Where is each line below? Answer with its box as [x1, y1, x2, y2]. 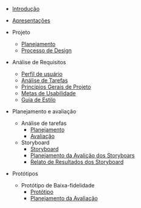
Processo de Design [21, 47, 72, 54]
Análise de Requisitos [12, 59, 66, 65]
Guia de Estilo [21, 96, 56, 103]
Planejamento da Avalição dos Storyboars [30, 152, 135, 159]
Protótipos [12, 170, 38, 177]
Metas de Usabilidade [21, 90, 76, 96]
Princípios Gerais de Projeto [21, 83, 91, 90]
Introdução [12, 5, 40, 12]
